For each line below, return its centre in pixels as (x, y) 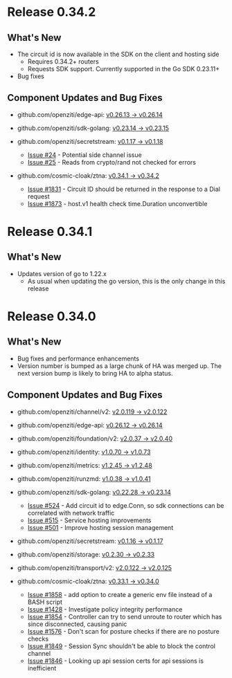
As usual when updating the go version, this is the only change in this (126, 281)
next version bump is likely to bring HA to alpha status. (95, 373)
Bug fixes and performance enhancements (78, 358)
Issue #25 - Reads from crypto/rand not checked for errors (111, 162)
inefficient (42, 668)
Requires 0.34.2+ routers (63, 62)
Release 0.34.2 (52, 12)
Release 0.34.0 (52, 316)
